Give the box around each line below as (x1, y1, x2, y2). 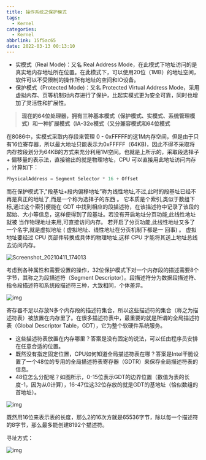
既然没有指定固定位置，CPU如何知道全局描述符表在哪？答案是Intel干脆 (15, 350, 194, 358)
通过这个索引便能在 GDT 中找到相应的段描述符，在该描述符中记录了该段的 (13, 203, 200, 210)
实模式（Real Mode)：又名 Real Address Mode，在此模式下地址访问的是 (15, 61, 197, 68)
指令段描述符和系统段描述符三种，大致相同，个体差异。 (6, 282, 146, 289)
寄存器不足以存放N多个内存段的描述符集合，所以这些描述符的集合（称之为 (6, 306, 193, 313)
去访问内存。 (6, 241, 39, 248)
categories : (6, 26, 37, 33)
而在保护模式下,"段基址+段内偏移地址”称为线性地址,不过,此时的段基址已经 (6, 188, 191, 195)
